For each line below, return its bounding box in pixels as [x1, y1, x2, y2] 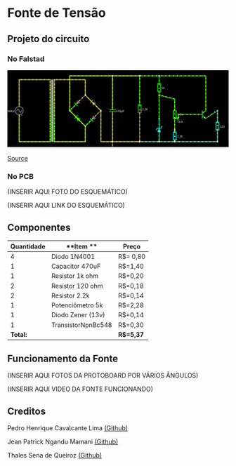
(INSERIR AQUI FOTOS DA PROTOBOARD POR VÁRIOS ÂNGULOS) [7, 371, 199, 380]
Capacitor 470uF [51, 262, 101, 271]
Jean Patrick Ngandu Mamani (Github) [7, 437, 119, 446]
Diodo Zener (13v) [51, 311, 105, 319]
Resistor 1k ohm [51, 272, 98, 280]
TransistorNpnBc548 [51, 321, 112, 329]
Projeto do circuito [7, 33, 90, 45]
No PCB [7, 172, 34, 182]
